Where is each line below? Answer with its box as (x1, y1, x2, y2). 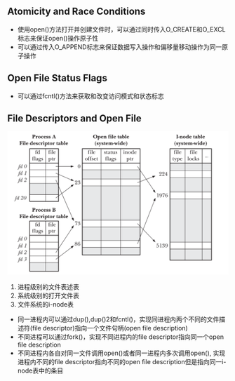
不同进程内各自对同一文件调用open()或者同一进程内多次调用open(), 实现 (17, 349, 226, 357)
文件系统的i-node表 (17, 300, 74, 308)
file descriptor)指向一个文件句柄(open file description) (32, 323, 188, 332)
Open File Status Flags (7, 72, 107, 84)
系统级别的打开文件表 (17, 291, 79, 300)
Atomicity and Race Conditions (7, 6, 146, 18)
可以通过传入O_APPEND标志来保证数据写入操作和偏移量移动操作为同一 (17, 42, 222, 51)
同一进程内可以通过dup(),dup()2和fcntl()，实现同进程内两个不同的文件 (17, 315, 220, 323)
